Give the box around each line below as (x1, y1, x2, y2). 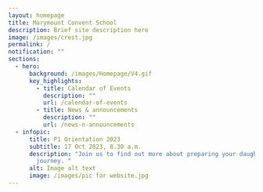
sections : (8, 56, 41, 63)
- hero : (15, 63, 41, 71)
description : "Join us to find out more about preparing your (28, 150, 236, 158)
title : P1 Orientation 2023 (28, 135, 121, 143)
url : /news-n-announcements (42, 121, 135, 129)
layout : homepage (8, 11, 65, 20)
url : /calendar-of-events (42, 99, 128, 107)
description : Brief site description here (8, 26, 149, 34)
